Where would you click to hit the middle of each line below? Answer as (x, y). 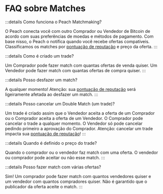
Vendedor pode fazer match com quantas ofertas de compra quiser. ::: (75, 70)
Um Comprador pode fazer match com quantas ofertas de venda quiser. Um (81, 65)
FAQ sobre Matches (45, 8)
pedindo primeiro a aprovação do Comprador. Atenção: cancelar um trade (79, 128)
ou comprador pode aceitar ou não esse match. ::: (55, 157)
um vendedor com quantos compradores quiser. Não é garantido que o (76, 181)
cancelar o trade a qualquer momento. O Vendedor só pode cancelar (74, 123)
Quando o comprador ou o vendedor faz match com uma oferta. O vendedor (81, 152)
